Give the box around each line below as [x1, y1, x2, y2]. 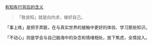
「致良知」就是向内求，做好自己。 [17, 14, 85, 20]
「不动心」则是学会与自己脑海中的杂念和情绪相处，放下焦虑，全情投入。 [5, 35, 150, 40]
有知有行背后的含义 [5, 4, 44, 10]
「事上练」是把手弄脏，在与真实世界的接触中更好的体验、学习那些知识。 [5, 24, 150, 30]
